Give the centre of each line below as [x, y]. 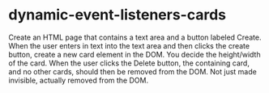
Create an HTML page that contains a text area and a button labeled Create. [135, 37]
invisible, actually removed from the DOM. [78, 80]
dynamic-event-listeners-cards [117, 15]
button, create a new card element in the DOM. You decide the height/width [134, 54]
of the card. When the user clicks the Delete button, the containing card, [129, 63]
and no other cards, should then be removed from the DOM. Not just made [132, 71]
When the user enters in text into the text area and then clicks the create [129, 45]
